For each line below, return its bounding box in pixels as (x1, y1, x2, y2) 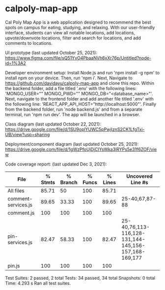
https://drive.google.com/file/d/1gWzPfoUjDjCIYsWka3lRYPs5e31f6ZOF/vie (5, 146, 157, 152)
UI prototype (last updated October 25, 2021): (5, 50, 97, 56)
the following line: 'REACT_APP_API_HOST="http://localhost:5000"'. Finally (5, 101, 156, 107)
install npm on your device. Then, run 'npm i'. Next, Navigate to (5, 75, 133, 81)
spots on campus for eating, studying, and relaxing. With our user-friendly (5, 24, 155, 30)
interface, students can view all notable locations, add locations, (5, 30, 135, 35)
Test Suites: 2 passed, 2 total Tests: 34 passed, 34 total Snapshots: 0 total (5, 275, 156, 281)
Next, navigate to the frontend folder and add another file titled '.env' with (5, 96, 154, 101)
